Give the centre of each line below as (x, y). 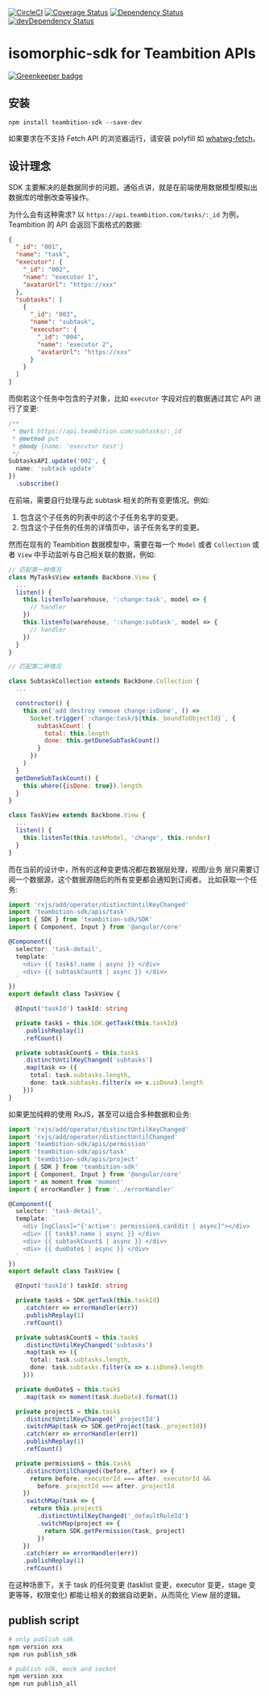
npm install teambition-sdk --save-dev (75, 122)
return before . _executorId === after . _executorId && (120, 1478)
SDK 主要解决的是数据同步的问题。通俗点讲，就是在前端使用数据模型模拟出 (133, 187)
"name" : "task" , (43, 255)
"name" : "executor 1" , (61, 277)
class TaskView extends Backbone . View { (77, 815)
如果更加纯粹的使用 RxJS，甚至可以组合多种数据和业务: (100, 1114)
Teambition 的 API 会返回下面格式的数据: (75, 224)
